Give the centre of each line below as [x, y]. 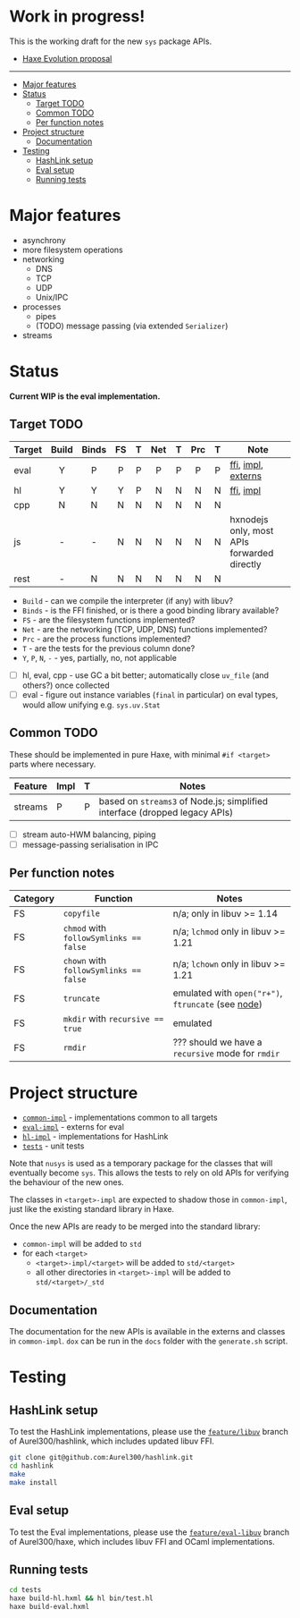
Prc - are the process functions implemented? [106, 639]
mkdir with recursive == [113, 1019]
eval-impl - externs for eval [73, 1127]
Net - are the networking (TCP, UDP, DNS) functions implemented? [145, 629]
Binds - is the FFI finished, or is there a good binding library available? [150, 610]
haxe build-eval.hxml [50, 1607]
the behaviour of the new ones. [67, 1182]
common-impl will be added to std [82, 1244]
